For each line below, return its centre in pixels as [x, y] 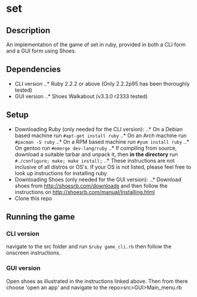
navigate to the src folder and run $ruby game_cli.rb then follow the [89, 247]
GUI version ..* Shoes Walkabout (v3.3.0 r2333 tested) [81, 96]
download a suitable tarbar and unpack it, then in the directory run [96, 154]
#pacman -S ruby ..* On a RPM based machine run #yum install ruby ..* [102, 141]
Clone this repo [33, 198]
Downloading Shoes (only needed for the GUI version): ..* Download [98, 179]
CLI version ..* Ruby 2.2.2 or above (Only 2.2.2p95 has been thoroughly [102, 83]
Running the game [41, 217]
